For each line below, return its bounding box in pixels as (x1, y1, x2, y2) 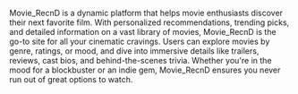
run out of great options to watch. (9, 74, 133, 84)
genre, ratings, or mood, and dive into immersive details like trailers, (9, 46, 260, 56)
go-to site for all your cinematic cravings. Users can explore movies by (9, 36, 270, 47)
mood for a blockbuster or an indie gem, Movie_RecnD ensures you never (9, 64, 281, 75)
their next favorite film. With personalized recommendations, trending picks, (9, 17, 290, 28)
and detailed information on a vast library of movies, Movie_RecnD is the (9, 27, 277, 37)
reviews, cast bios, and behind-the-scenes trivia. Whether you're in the (9, 56, 272, 65)
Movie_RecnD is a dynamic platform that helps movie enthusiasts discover (9, 8, 284, 18)
